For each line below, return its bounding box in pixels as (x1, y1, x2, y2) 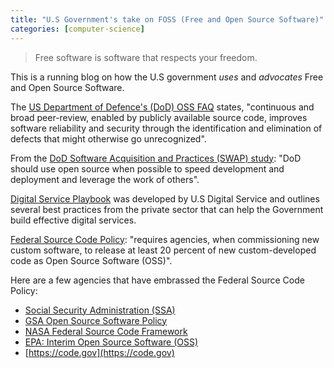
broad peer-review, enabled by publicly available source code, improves (10, 111, 308, 123)
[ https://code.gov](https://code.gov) (24, 346, 175, 358)
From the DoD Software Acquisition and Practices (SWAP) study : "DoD (10, 152, 302, 164)
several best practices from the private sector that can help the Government (10, 203, 324, 215)
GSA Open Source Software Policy (24, 314, 168, 326)
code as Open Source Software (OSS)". (10, 254, 173, 266)
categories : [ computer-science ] (10, 24, 145, 34)
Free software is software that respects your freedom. (34, 51, 258, 63)
